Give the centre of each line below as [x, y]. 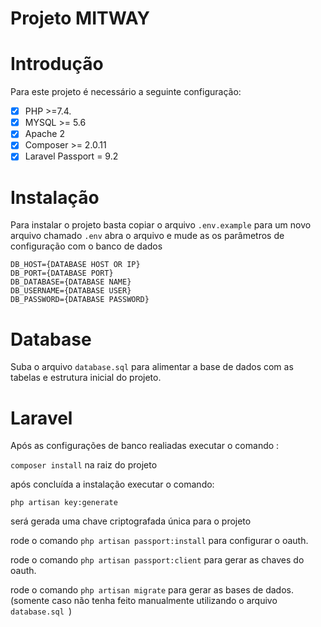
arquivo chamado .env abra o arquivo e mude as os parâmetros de [147, 236]
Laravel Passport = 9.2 [71, 156]
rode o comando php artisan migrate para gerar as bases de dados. [152, 590]
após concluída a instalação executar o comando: [112, 484]
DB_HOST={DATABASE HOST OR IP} [75, 265]
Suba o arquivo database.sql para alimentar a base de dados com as [152, 367]
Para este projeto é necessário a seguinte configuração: [126, 92]
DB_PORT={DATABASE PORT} [62, 273]
